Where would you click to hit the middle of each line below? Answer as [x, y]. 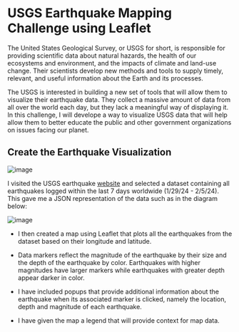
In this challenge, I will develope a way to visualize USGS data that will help [118, 115]
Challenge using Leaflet [79, 28]
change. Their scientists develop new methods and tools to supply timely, [115, 71]
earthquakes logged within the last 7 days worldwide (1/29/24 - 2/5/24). [113, 191]
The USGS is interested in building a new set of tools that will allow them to [117, 92]
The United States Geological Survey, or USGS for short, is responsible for [117, 48]
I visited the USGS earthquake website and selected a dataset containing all [118, 183]
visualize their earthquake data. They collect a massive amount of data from [119, 99]
